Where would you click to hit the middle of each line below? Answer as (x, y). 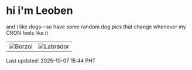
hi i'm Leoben (40, 11)
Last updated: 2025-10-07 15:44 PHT (51, 60)
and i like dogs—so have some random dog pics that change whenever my (96, 27)
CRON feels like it (27, 32)
